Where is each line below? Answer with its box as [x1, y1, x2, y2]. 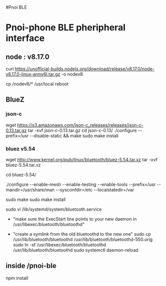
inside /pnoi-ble [6, 261, 57, 270]
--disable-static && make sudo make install [30, 133, 119, 139]
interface [6, 33, 45, 44]
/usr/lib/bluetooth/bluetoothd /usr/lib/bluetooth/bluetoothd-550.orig [13, 236, 153, 242]
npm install [6, 275, 29, 281]
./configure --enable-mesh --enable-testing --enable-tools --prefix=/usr [6, 181, 156, 187]
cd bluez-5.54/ [6, 171, 37, 177]
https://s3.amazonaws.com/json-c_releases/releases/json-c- [17, 122, 143, 128]
